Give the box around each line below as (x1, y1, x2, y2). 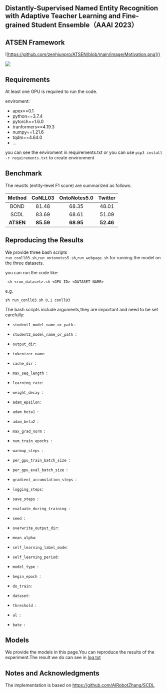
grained (5, 21, 30, 29)
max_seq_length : (12, 370, 48, 376)
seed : (12, 515, 25, 521)
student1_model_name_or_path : (12, 321, 76, 327)
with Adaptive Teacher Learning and (5, 12, 121, 20)
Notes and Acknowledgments (5, 669, 100, 678)
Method (7, 194, 27, 201)
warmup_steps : (12, 447, 43, 453)
